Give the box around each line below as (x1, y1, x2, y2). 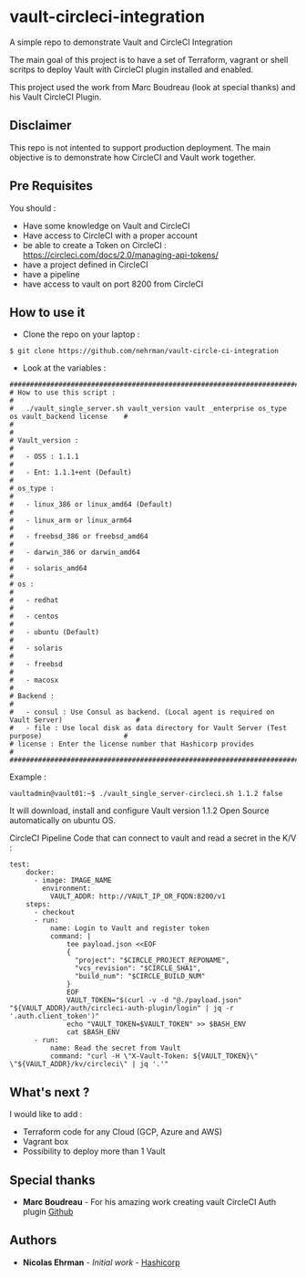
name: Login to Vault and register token (49, 924, 209, 933)
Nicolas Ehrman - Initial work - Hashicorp (22, 1257, 180, 1268)
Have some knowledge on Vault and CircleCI (22, 220, 190, 231)
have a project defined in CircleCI (22, 258, 148, 270)
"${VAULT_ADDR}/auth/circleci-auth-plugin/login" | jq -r (9, 1004, 234, 1013)
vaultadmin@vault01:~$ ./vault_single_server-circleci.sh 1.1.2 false (9, 790, 283, 799)
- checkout (33, 908, 76, 917)
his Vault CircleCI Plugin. (9, 91, 102, 102)
